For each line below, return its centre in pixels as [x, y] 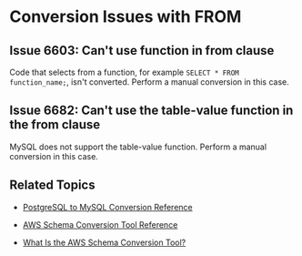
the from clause [55, 125]
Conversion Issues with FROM [126, 17]
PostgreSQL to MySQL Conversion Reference [107, 207]
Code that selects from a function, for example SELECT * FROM [124, 72]
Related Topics [52, 185]
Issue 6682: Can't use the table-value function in [151, 111]
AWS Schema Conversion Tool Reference [100, 224]
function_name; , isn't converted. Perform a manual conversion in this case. [149, 82]
